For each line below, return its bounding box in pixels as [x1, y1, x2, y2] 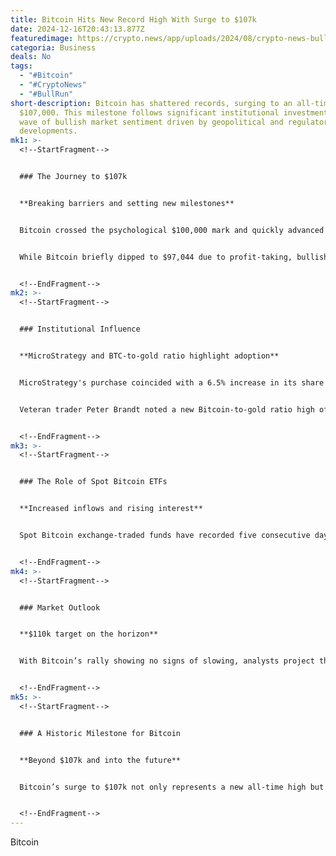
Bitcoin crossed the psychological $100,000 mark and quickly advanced [19, 225, 325, 235]
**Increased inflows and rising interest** [19, 504, 203, 514]
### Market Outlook [19, 602, 101, 613]
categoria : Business [10, 42, 97, 53]
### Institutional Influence [19, 324, 141, 335]
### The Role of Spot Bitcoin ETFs [19, 477, 168, 487]
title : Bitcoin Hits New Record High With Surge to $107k [10, 14, 257, 25]
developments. [19, 126, 78, 136]
